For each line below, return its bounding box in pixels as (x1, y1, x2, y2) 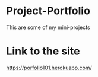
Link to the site (6, 44, 80, 58)
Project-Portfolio (6, 4, 91, 18)
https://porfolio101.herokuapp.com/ (6, 64, 92, 71)
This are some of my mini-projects (6, 24, 90, 31)
